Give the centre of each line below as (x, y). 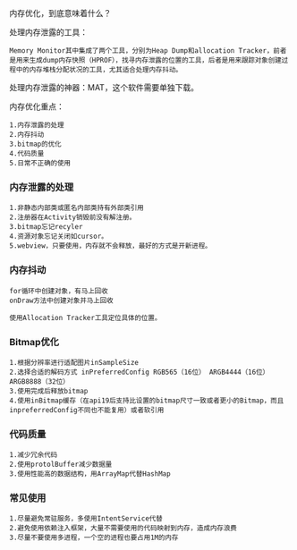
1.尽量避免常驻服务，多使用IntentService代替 (86, 519)
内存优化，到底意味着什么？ (60, 13)
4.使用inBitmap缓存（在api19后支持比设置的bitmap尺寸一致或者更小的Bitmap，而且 (147, 401)
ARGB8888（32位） (39, 381)
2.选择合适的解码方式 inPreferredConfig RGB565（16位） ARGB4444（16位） (140, 372)
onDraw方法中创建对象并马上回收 (61, 300)
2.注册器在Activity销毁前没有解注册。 (73, 217)
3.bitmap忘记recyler (46, 227)
